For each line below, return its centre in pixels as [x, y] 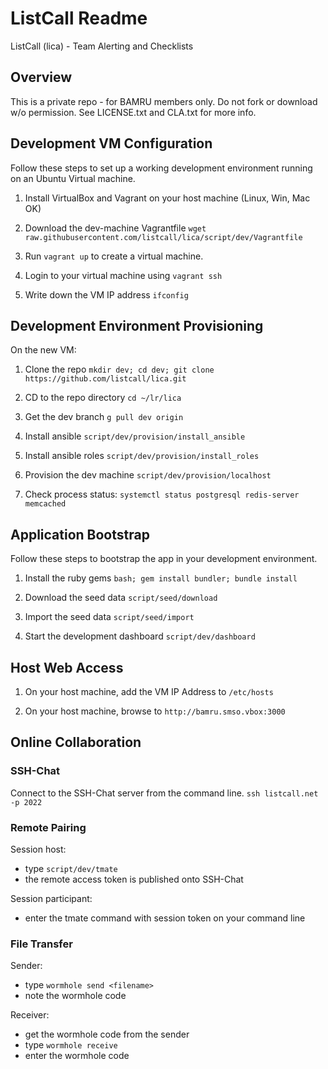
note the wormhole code [75, 996]
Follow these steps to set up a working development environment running [161, 168]
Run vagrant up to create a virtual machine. [114, 256]
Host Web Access [67, 667]
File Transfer [41, 944]
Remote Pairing [48, 827]
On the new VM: [43, 350]
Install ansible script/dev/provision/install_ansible [135, 436]
